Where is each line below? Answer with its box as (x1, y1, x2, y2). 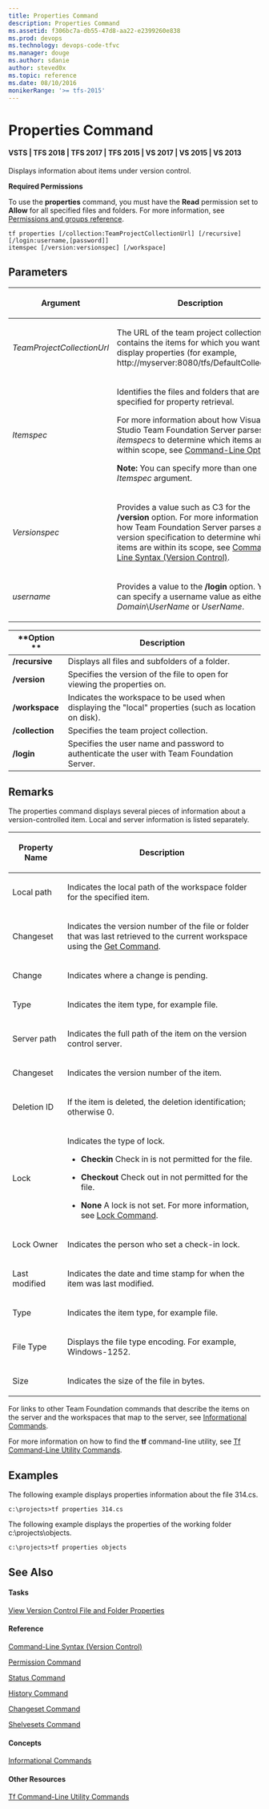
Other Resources (8, 1774, 66, 1783)
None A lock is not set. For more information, (80, 1200, 250, 1211)
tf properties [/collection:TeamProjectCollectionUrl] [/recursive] (8, 230, 242, 238)
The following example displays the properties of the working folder (8, 1519, 232, 1530)
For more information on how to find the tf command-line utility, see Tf (8, 1436, 242, 1446)
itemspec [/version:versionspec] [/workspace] (8, 243, 167, 251)
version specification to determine (116, 532, 246, 543)
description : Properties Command (8, 19, 120, 27)
